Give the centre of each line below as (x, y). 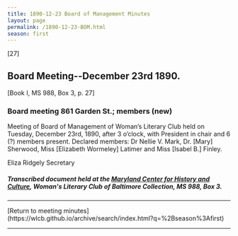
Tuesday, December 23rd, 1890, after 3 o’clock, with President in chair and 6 (119, 134)
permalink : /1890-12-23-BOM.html (57, 27)
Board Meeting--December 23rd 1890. (94, 76)
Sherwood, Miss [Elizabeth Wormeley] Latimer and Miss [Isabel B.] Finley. (115, 149)
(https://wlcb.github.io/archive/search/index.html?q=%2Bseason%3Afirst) (116, 218)
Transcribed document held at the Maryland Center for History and (109, 179)
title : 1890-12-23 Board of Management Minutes (79, 14)
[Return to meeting (35, 211)
